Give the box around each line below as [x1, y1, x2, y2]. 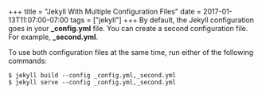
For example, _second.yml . [8, 32, 98, 41]
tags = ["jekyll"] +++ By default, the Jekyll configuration [70, 15, 255, 25]
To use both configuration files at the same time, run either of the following [8, 48, 254, 57]
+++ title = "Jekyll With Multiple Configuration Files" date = [8, 7, 201, 16]
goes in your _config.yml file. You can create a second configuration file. [8, 24, 248, 33]
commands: [8, 56, 48, 65]
